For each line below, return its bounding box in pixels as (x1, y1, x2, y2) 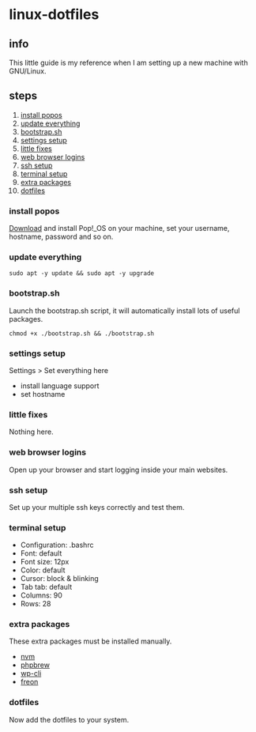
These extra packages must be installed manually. (9, 636, 172, 646)
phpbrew (20, 660, 51, 670)
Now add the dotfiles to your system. (9, 715, 130, 724)
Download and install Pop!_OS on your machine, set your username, (9, 224, 230, 233)
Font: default (20, 549, 62, 558)
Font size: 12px (20, 557, 70, 567)
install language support (20, 381, 100, 391)
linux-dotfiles (9, 6, 100, 24)
